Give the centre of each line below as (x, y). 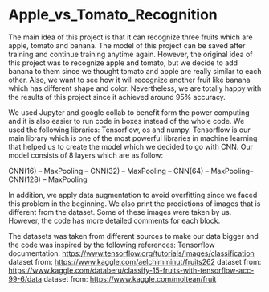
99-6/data (25, 278)
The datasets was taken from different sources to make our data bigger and (133, 236)
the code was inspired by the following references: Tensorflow (112, 245)
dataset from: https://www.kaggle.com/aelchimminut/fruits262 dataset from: (135, 261)
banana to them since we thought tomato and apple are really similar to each (135, 71)
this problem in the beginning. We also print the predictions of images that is (134, 204)
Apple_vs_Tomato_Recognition (113, 15)
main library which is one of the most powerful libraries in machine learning (133, 138)
